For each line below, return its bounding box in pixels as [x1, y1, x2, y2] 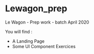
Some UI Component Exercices [12, 43, 76, 49]
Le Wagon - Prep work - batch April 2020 [5, 19, 90, 25]
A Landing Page [12, 38, 45, 44]
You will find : [5, 28, 32, 34]
